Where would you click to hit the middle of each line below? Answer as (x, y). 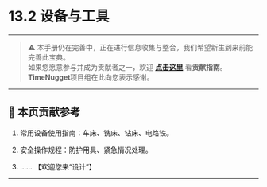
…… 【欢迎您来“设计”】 (58, 166)
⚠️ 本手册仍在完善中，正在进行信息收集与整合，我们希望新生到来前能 (140, 47)
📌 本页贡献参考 (44, 112)
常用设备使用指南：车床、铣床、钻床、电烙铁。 (96, 133)
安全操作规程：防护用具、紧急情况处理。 (86, 150)
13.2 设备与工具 (59, 16)
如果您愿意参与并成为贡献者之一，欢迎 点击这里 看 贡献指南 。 (127, 67)
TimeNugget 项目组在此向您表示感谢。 (91, 77)
